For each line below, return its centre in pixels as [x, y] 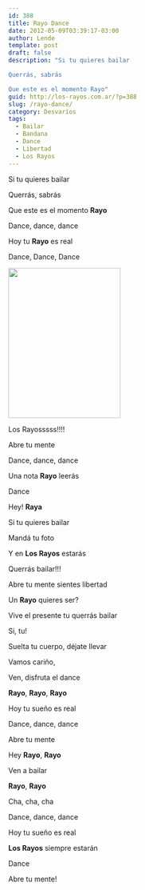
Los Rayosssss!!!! [37, 429]
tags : [17, 119]
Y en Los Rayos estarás [47, 553]
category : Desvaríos [43, 112]
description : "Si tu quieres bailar [69, 61]
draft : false [30, 53]
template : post [33, 46]
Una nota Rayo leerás [44, 475]
